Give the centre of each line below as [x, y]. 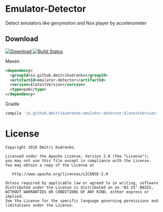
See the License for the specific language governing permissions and [82, 201]
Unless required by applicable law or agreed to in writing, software [82, 183]
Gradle [12, 104]
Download [22, 39]
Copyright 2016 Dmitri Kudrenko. [41, 147]
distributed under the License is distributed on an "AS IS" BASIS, [79, 187]
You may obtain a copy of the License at [50, 165]
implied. [15, 196]
